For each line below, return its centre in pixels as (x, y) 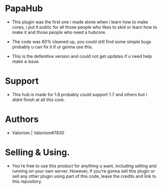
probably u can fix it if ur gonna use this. (52, 47)
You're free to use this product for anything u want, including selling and (84, 166)
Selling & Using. (38, 152)
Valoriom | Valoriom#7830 (38, 133)
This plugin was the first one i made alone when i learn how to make (80, 22)
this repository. (27, 181)
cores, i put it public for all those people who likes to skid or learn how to (85, 27)
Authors (22, 119)
